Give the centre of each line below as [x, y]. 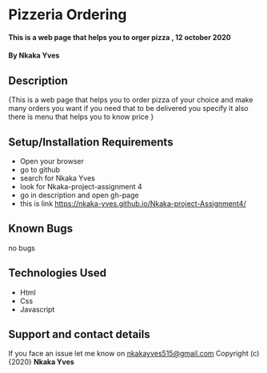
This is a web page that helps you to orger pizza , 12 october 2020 [120, 37]
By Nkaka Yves [34, 56]
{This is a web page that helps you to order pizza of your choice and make [131, 100]
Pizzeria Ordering [68, 15]
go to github [40, 170]
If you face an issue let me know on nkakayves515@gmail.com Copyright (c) [134, 354]
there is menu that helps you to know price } [81, 117]
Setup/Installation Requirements [91, 142]
